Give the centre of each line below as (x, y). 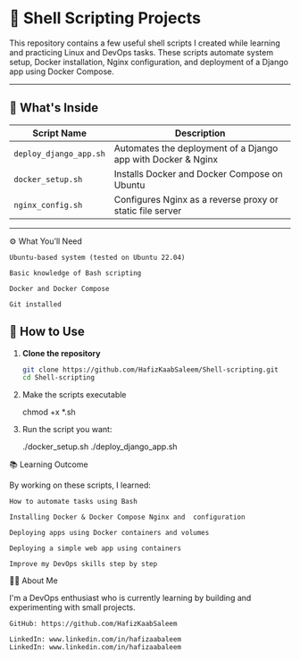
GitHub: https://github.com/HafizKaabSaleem (93, 624)
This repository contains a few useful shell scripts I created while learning (145, 43)
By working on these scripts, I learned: (80, 485)
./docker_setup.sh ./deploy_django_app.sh (100, 447)
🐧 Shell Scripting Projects (105, 18)
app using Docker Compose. (62, 71)
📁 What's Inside (54, 108)
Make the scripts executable (74, 395)
